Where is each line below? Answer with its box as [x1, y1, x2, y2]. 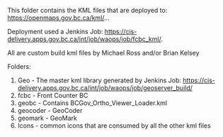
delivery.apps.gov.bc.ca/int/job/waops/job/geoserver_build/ [17, 84, 193, 92]
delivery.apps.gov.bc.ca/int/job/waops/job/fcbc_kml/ [7, 35, 161, 43]
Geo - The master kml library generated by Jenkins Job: [17, 76, 182, 84]
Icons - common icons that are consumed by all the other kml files [17, 121, 211, 130]
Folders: [7, 62, 31, 70]
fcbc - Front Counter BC [17, 92, 88, 99]
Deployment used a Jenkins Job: [7, 28, 103, 35]
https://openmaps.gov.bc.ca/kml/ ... [7, 13, 110, 22]
